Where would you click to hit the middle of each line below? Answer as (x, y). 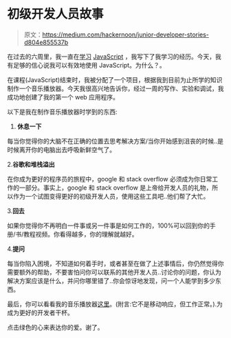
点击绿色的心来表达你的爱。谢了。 (55, 327)
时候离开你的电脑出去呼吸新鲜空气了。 (61, 150)
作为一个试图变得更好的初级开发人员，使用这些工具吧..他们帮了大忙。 (111, 196)
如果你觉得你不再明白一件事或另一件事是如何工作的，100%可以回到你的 (109, 226)
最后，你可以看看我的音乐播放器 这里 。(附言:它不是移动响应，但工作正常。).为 (115, 304)
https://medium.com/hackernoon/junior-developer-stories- (126, 34)
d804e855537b (46, 42)
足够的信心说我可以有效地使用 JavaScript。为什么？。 (89, 65)
